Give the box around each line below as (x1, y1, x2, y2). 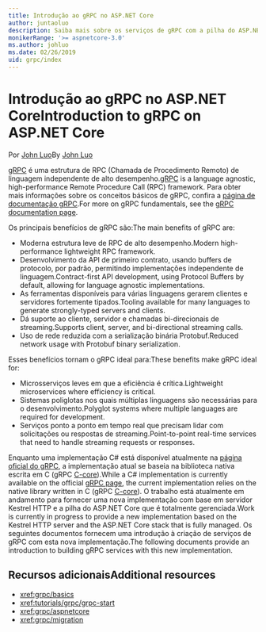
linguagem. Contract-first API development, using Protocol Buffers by (19, 271, 244, 282)
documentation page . (8, 207, 78, 216)
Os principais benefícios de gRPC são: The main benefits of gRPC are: (8, 223, 235, 232)
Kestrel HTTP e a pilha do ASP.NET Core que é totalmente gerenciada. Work (8, 503, 255, 512)
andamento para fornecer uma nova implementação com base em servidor (8, 495, 253, 504)
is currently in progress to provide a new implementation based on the (8, 511, 237, 521)
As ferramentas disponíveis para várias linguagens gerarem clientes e (19, 289, 248, 298)
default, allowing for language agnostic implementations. (19, 280, 205, 289)
